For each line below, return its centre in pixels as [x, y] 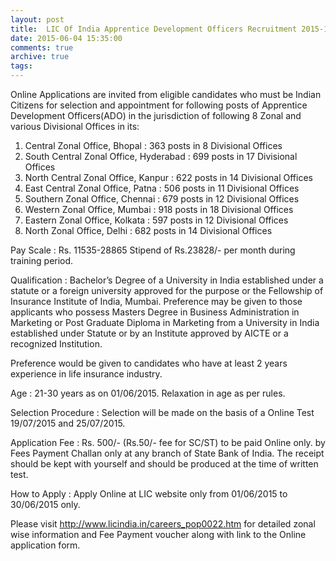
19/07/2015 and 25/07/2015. [68, 423]
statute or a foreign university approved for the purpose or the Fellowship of [167, 290]
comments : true [42, 47]
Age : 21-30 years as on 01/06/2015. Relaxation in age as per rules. [148, 393]
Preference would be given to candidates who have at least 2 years [149, 363]
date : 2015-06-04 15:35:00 [66, 38]
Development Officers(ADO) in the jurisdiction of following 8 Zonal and [156, 115]
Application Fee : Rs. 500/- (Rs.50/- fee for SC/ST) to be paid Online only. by [168, 442]
